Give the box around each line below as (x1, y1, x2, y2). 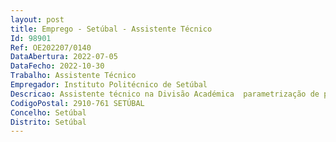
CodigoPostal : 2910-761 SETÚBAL (10, 98, 145, 108)
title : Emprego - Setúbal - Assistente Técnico (10, 24, 213, 34)
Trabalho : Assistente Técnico (10, 71, 137, 81)
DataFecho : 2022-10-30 (10, 61, 105, 71)
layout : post (10, 14, 65, 25)
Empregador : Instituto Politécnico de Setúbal (10, 80, 208, 90)
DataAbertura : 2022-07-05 (10, 52, 118, 62)
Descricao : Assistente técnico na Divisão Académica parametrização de (10, 89, 320, 99)
